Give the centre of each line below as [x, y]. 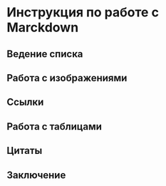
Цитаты [25, 151]
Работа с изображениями [67, 78]
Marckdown [43, 27]
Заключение [36, 175]
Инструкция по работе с [83, 12]
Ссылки [25, 102]
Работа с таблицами [55, 126]
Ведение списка [45, 54]
